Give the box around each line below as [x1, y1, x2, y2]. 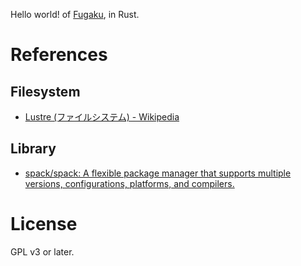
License [10, 213, 78, 235]
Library [10, 140, 57, 158]
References [10, 44, 108, 66]
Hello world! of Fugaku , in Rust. [10, 9, 140, 20]
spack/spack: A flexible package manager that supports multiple [24, 167, 292, 179]
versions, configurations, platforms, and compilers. [24, 177, 235, 189]
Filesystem [10, 83, 81, 100]
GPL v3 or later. [10, 245, 75, 258]
